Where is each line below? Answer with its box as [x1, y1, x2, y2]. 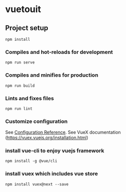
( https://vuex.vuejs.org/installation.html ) [5, 135, 88, 141]
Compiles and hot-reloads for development [5, 48, 113, 55]
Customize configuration [5, 117, 68, 124]
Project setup [5, 24, 49, 32]
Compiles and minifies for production [5, 72, 98, 79]
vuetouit [5, 4, 41, 15]
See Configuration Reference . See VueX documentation [5, 130, 121, 136]
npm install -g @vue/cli [5, 159, 57, 164]
